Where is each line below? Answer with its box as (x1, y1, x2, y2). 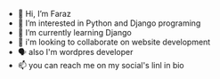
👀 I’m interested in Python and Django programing (17, 18, 201, 28)
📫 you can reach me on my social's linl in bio (17, 60, 184, 70)
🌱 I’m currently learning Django (17, 28, 132, 37)
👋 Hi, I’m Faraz (17, 9, 71, 19)
